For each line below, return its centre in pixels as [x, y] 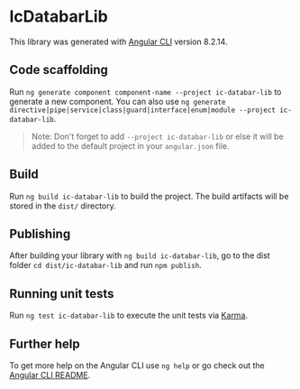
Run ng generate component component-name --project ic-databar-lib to [145, 91]
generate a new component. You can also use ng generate [118, 101]
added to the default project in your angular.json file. [130, 145]
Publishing [40, 233]
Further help [45, 343]
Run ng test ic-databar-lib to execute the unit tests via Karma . [129, 315]
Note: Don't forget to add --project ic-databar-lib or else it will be [157, 136]
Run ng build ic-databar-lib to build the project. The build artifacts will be [149, 196]
